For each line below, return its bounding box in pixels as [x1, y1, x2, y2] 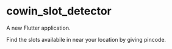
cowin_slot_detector [6, 4, 112, 18]
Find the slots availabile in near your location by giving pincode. [6, 36, 167, 43]
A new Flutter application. [6, 24, 71, 31]
